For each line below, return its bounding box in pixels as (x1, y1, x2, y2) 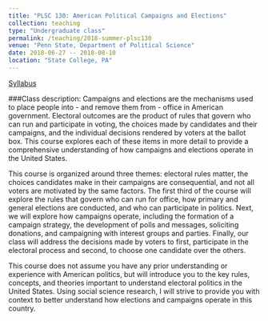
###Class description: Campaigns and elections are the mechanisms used (8, 94, 254, 103)
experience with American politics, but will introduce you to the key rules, (8, 269, 250, 279)
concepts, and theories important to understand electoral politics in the (8, 278, 242, 287)
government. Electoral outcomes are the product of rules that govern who (8, 110, 251, 120)
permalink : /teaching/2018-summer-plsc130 (8, 34, 152, 42)
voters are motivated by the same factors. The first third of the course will (8, 186, 252, 195)
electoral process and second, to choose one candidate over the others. (8, 245, 246, 255)
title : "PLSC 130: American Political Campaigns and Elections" (8, 11, 227, 20)
